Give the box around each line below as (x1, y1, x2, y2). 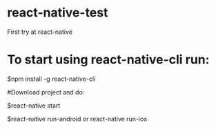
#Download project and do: (7, 88, 85, 96)
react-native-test (7, 5, 108, 21)
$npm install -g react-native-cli (7, 75, 96, 83)
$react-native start (7, 101, 61, 110)
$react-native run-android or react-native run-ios (7, 115, 147, 123)
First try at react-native (7, 28, 72, 36)
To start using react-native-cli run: (7, 52, 210, 68)
